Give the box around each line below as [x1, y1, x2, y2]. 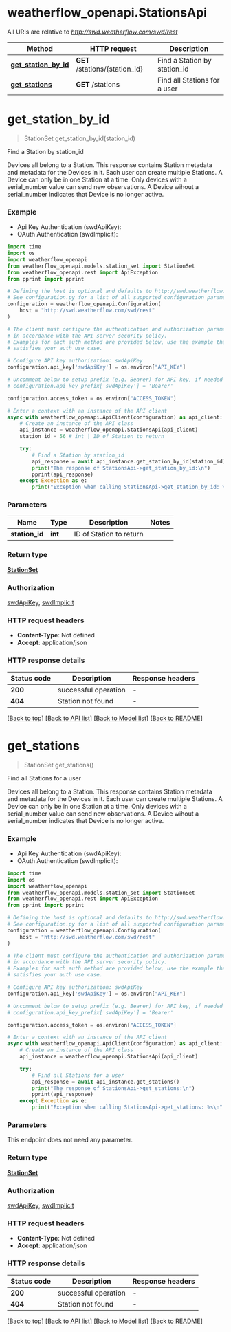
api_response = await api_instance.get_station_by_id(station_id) [32, 458, 226, 465]
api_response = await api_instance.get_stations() [32, 1078, 180, 1085]
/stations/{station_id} [75, 64, 143, 74]
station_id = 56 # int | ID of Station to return [19, 433, 165, 440]
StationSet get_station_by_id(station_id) [23, 134, 136, 142]
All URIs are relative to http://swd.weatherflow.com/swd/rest [7, 28, 178, 36]
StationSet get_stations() [23, 761, 94, 769]
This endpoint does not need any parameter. [7, 1136, 133, 1144]
